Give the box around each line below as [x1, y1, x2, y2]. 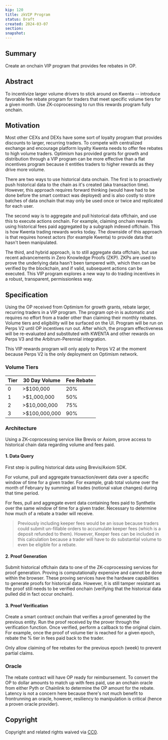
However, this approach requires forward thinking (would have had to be [5, 187, 155, 193]
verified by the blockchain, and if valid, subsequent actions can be [5, 265, 142, 272]
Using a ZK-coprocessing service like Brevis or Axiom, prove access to [5, 436, 151, 442]
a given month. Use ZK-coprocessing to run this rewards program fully [5, 101, 151, 107]
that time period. [5, 490, 40, 496]
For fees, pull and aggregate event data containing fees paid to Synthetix [5, 500, 155, 506]
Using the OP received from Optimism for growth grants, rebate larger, [5, 304, 150, 310]
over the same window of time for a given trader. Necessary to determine [5, 505, 157, 511]
